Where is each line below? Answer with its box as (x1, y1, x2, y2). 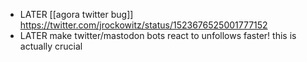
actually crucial (19, 40, 83, 52)
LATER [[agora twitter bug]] (19, 9, 134, 20)
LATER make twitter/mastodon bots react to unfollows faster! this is (19, 30, 297, 41)
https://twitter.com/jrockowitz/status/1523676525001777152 (19, 19, 268, 31)
